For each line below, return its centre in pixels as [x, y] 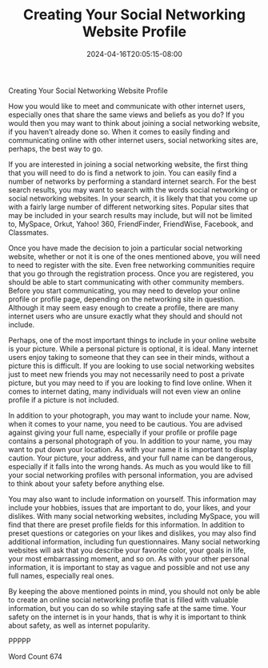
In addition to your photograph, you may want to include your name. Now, [129, 415]
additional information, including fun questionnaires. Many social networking [134, 541]
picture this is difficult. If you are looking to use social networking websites [131, 366]
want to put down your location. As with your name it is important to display [133, 449]
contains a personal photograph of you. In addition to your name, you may [130, 441]
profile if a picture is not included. [64, 399]
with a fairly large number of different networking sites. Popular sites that [129, 207]
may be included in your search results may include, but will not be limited [130, 215]
